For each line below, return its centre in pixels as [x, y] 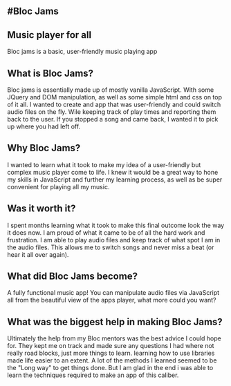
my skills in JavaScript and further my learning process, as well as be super [115, 180]
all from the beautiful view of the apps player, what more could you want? [112, 300]
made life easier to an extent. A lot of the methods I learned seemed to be [112, 360]
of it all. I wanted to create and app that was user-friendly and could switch [114, 105]
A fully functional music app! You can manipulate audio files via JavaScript [113, 293]
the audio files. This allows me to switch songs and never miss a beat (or [111, 247]
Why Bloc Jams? [44, 148]
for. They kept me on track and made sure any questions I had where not [111, 346]
